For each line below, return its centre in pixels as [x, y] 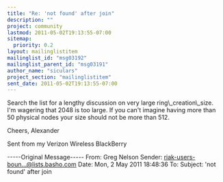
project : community [35, 26]
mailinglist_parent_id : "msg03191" [58, 64]
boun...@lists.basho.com [42, 164]
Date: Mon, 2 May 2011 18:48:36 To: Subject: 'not [147, 164]
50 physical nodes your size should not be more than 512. [88, 118]
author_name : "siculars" [42, 70]
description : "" [30, 20]
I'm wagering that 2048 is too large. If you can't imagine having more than [112, 110]
